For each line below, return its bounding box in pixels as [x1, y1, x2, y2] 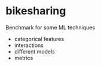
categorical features [14, 35, 64, 42]
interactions [14, 42, 44, 49]
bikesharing [5, 4, 66, 18]
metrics [14, 54, 33, 61]
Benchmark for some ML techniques [5, 24, 96, 31]
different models [14, 48, 55, 55]
